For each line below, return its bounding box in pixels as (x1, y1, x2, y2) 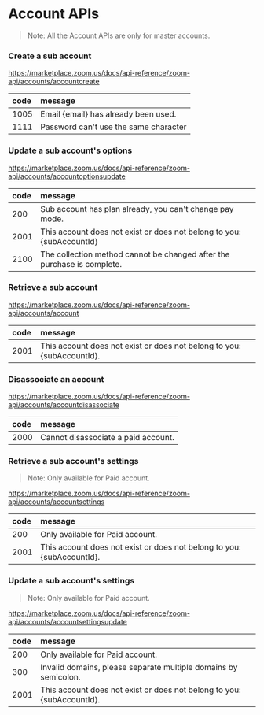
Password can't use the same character (40, 121, 187, 132)
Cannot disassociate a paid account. (40, 432, 174, 443)
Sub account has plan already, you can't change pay (40, 203, 234, 214)
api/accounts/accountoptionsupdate (8, 171, 126, 181)
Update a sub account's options (8, 145, 133, 156)
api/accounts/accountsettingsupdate (8, 617, 128, 626)
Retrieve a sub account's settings (8, 456, 139, 467)
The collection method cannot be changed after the (40, 249, 230, 260)
